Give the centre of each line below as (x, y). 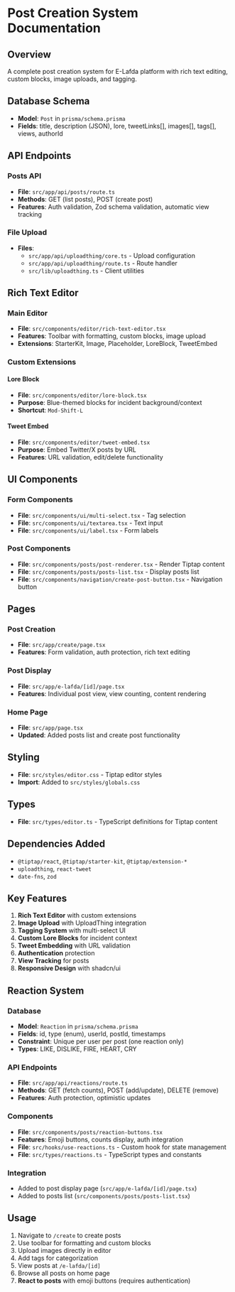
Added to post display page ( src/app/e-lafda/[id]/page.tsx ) (107, 1188)
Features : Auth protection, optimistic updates (84, 1098)
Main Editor (28, 313)
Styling (24, 758)
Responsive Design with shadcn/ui (69, 968)
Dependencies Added (56, 844)
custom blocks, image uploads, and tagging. (72, 79)
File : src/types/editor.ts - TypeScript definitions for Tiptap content (117, 821)
